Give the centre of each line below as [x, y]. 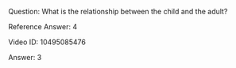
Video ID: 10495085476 [47, 42]
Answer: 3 [25, 57]
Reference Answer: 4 [43, 26]
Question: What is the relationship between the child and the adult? [118, 11]
